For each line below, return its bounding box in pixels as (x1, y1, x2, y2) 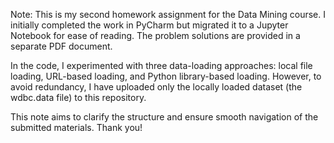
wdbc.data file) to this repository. (10, 92, 147, 103)
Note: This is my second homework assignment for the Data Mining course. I (10, 9, 326, 20)
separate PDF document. (10, 40, 113, 52)
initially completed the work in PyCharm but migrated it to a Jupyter (10, 19, 289, 31)
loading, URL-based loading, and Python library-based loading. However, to (10, 70, 322, 82)
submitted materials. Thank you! (10, 122, 143, 133)
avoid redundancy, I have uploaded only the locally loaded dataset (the (10, 81, 303, 93)
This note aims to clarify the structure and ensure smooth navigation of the (10, 111, 319, 123)
